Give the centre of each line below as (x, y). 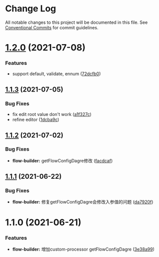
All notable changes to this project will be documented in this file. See (77, 22)
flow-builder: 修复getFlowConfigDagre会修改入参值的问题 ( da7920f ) (83, 202)
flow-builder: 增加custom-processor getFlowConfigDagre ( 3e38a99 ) (83, 249)
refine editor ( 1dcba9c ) (36, 120)
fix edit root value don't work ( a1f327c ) (52, 114)
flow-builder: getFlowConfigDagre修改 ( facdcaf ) (62, 160)
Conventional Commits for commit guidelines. (52, 27)
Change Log (31, 9)
